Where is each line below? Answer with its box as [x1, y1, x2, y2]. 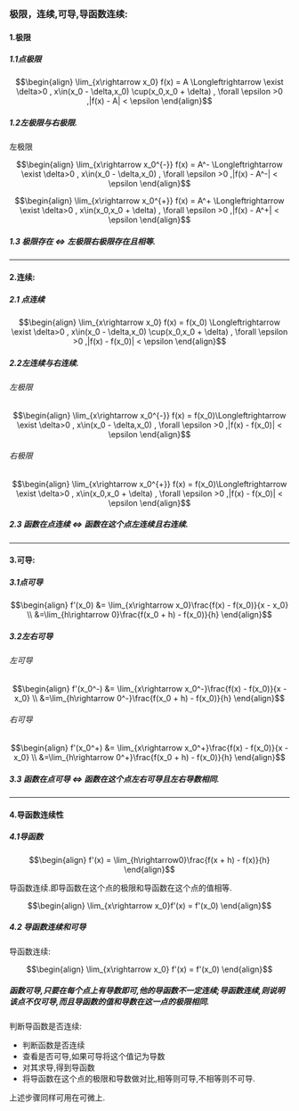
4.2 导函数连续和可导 [9, 922, 86, 933]
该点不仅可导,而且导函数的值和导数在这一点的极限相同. [9, 997, 210, 1007]
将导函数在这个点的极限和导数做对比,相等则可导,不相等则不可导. [21, 1073, 255, 1083]
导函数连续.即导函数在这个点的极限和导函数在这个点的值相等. [9, 882, 233, 893]
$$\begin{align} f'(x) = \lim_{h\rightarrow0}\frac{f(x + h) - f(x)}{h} [28, 854, 271, 865]
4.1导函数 [9, 832, 44, 842]
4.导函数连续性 [9, 809, 64, 820]
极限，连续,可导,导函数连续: [9, 7, 128, 20]
